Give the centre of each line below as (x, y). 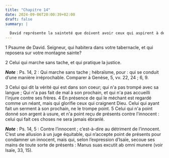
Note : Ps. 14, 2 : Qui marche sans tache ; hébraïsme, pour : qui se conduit (82, 72)
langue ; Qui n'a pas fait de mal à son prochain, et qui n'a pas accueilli (78, 93)
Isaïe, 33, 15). (19, 150)
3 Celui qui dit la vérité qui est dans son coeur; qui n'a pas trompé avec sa (82, 87)
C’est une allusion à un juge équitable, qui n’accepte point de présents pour (83, 134)
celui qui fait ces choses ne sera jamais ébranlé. (55, 119)
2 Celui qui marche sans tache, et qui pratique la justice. (63, 62)
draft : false (19, 19)
